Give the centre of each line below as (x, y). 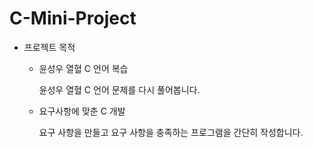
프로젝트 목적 (49, 47)
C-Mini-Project (73, 18)
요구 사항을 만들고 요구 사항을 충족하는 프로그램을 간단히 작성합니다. (171, 132)
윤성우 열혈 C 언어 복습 (83, 68)
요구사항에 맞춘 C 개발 (82, 111)
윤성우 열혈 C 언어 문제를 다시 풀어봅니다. (119, 89)
